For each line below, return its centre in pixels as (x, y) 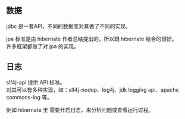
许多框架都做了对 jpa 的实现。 (43, 46)
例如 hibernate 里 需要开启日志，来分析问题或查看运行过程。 (80, 109)
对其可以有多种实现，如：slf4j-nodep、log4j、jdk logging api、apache (93, 90)
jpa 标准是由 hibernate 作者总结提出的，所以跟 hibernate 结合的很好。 (92, 39)
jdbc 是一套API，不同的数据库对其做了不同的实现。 (68, 26)
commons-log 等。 (29, 97)
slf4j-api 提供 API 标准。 (36, 82)
